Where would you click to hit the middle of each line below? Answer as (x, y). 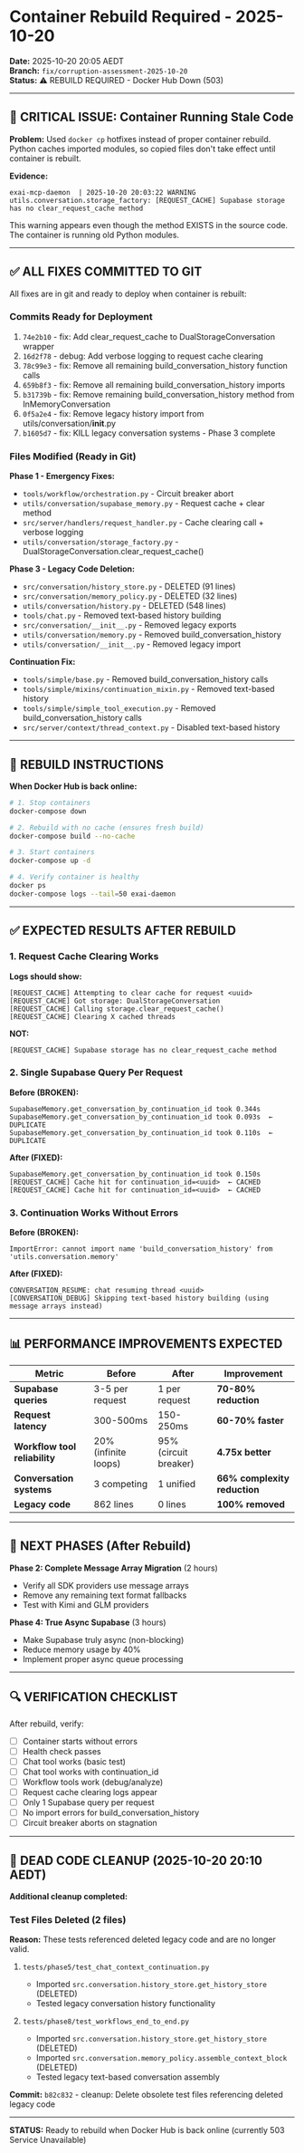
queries (31, 1399)
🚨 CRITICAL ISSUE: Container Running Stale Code (152, 117)
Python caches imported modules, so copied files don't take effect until (142, 149)
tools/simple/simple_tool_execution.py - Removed (119, 708)
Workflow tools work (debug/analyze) (93, 1782)
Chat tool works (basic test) (74, 1761)
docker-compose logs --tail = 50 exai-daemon (93, 894)
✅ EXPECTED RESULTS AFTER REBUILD (123, 931)
